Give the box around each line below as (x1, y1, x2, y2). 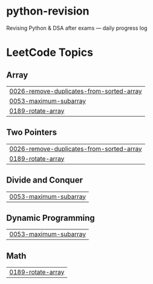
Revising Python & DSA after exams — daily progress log (6, 24, 148, 32)
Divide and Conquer (6, 175, 83, 186)
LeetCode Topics (6, 46, 94, 59)
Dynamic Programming (6, 212, 95, 223)
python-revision (6, 4, 90, 18)
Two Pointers (6, 127, 57, 138)
